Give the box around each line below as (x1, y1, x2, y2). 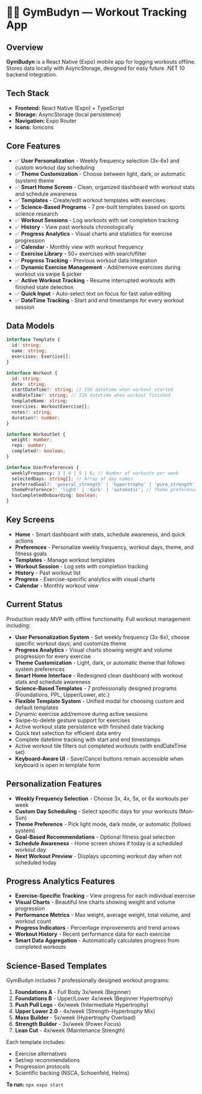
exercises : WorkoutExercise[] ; (11, 403, 90, 410)
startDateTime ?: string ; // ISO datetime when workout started (11, 387, 173, 393)
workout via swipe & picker (14, 270, 82, 278)
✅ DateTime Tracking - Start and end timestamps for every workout (14, 296, 185, 303)
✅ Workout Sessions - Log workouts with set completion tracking (14, 216, 179, 223)
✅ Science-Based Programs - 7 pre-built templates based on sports (14, 203, 185, 210)
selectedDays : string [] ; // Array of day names (11, 476, 133, 482)
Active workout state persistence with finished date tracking (14, 723, 164, 730)
